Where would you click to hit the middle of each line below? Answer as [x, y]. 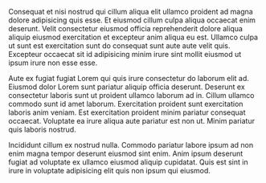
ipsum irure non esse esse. [53, 63]
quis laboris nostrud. [42, 129]
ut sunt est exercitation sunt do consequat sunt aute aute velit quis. [119, 46]
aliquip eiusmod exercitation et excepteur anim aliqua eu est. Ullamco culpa [133, 37]
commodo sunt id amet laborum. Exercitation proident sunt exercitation [126, 104]
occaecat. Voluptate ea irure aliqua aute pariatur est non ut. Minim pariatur [132, 121]
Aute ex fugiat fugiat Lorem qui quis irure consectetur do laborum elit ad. [129, 78]
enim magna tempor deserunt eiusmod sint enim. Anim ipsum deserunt [126, 153]
